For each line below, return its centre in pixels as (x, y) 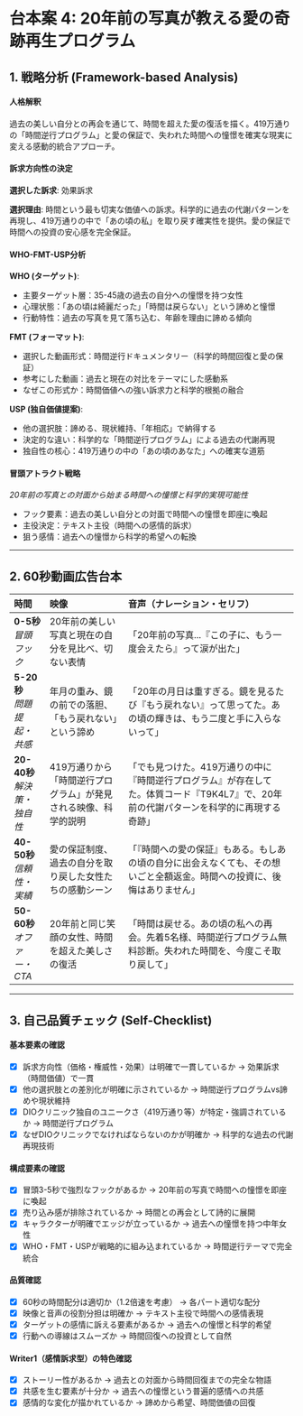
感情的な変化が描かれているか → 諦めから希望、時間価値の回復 (139, 1402)
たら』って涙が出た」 (200, 649)
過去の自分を (77, 863)
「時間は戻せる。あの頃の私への (196, 924)
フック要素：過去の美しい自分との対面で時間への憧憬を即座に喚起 (145, 514)
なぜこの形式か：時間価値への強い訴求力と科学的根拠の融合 (133, 390)
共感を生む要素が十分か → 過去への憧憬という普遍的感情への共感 (143, 1392)
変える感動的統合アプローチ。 (64, 146)
